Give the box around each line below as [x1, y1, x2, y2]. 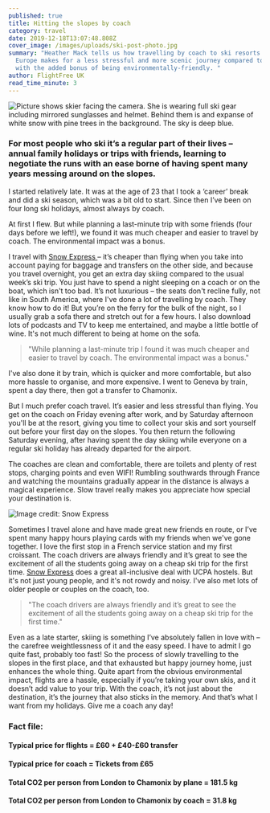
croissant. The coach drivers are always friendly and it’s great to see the [8, 549, 247, 559]
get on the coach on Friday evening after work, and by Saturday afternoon [8, 409, 254, 419]
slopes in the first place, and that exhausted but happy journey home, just [8, 658, 252, 668]
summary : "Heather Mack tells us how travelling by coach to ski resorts [8, 49, 261, 57]
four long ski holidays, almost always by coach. [8, 203, 165, 213]
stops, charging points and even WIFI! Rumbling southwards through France [8, 468, 260, 477]
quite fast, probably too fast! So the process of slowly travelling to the [8, 649, 239, 659]
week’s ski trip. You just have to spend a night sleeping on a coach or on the [8, 277, 260, 287]
